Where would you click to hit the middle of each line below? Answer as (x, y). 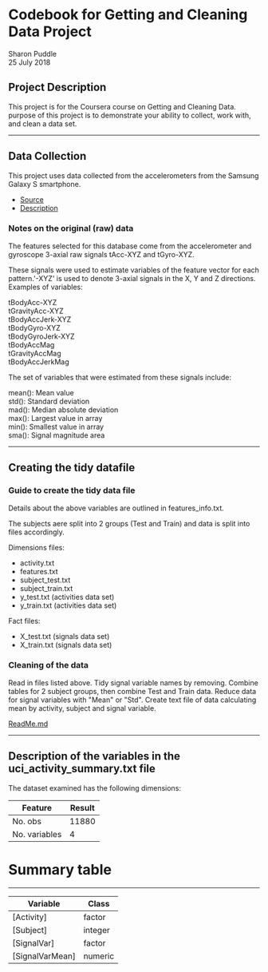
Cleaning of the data (49, 665)
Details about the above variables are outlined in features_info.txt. (116, 508)
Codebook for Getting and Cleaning (128, 15)
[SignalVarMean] (44, 956)
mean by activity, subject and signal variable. (83, 708)
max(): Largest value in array (55, 418)
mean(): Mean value (41, 392)
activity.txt (37, 563)
